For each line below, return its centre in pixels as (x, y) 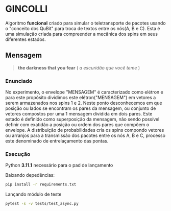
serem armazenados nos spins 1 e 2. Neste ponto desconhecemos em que (84, 103)
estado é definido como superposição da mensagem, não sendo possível (82, 119)
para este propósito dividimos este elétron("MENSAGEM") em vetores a (81, 98)
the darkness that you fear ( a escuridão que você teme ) (79, 67)
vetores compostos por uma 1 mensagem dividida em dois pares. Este (79, 114)
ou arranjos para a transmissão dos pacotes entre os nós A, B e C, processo (86, 135)
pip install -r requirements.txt (41, 184)
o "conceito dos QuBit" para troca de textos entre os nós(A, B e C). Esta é (83, 28)
